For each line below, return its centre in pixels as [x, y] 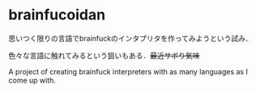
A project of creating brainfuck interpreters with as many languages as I [128, 71]
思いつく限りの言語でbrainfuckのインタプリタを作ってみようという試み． [130, 38]
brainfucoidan [57, 15]
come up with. [32, 80]
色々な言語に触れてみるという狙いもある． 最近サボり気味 [104, 55]
